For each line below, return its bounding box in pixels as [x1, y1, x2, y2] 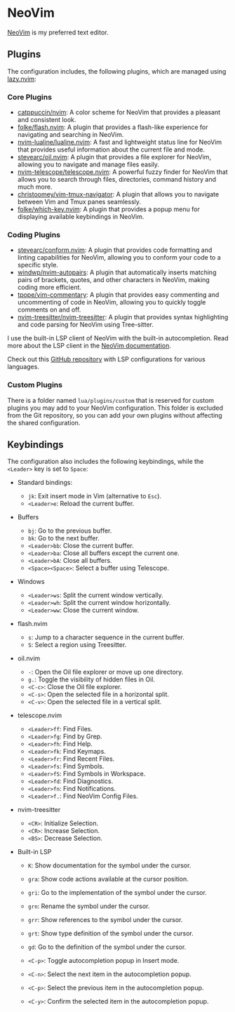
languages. [7, 363, 40, 371]
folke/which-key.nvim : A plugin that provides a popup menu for [17, 205, 200, 213]
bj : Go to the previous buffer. [27, 526, 112, 535]
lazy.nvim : [7, 74, 36, 83]
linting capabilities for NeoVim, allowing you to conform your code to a [17, 253, 221, 262]
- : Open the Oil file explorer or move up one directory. [27, 668, 184, 677]
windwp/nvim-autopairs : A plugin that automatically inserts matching [17, 268, 217, 277]
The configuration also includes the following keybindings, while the [7, 458, 204, 466]
